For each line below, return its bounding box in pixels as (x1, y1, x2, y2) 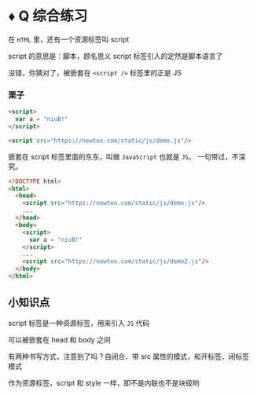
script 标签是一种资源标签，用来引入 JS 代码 (8, 318, 150, 327)
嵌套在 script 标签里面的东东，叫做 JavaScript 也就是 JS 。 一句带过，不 (8, 152, 239, 161)
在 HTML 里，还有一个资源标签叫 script (8, 35, 130, 44)
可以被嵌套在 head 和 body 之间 (8, 335, 112, 344)
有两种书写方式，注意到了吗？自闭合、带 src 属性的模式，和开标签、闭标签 (8, 351, 250, 361)
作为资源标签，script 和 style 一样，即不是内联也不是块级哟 (8, 378, 200, 387)
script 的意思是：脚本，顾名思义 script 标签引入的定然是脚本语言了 (8, 51, 223, 60)
